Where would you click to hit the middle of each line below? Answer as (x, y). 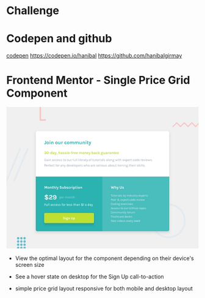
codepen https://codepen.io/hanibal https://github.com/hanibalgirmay (94, 56)
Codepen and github (59, 39)
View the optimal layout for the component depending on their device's (104, 258)
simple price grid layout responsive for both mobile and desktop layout (104, 288)
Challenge (33, 11)
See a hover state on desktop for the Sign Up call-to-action (89, 277)
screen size (30, 264)
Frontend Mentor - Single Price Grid (98, 80)
